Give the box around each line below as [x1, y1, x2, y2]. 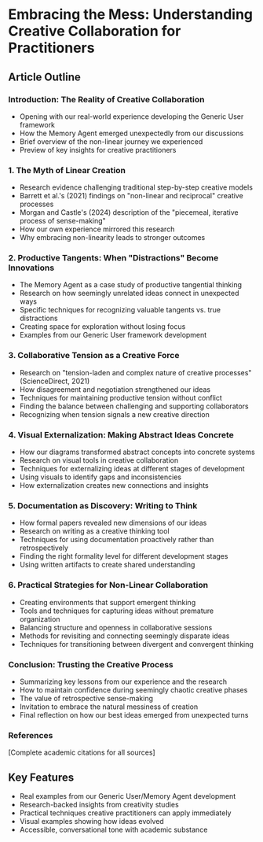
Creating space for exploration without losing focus [19, 322, 186, 331]
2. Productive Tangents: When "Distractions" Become [8, 253, 219, 264]
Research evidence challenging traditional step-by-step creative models [19, 183, 254, 192]
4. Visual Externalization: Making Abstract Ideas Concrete [8, 429, 234, 440]
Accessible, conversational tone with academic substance [19, 825, 208, 835]
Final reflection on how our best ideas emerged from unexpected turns [19, 710, 249, 719]
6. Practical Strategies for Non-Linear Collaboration [8, 580, 209, 591]
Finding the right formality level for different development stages [19, 552, 228, 561]
